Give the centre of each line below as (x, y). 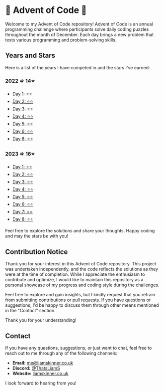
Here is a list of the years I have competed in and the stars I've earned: (78, 67)
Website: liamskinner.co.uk (40, 373)
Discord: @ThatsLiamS (36, 368)
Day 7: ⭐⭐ (23, 212)
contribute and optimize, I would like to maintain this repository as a (74, 280)
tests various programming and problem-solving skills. (61, 40)
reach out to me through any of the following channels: (61, 353)
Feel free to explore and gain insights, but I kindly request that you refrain (80, 295)
